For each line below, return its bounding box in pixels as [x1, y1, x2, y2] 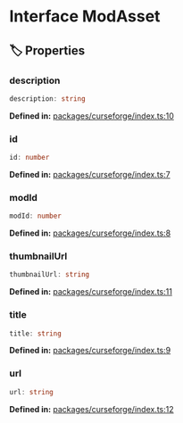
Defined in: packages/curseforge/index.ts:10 [9, 110, 174, 121]
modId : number [9, 211, 62, 220]
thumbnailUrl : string [9, 270, 90, 279]
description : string [9, 94, 87, 104]
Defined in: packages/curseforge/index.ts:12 [9, 403, 174, 414]
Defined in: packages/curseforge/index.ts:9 [9, 345, 171, 356]
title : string [9, 328, 62, 338]
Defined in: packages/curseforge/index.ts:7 [9, 169, 171, 179]
